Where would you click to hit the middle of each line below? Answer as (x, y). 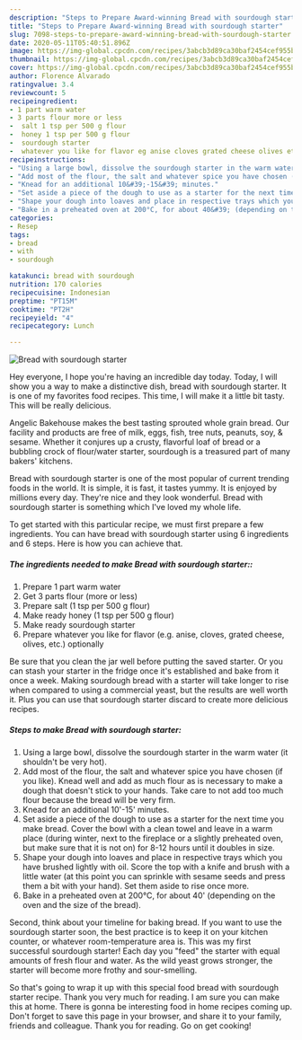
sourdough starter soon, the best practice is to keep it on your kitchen (139, 932)
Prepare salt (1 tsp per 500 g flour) (86, 606)
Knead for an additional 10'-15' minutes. (96, 810)
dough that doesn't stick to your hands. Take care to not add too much (153, 790)
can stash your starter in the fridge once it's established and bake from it (144, 671)
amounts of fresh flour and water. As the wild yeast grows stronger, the (141, 961)
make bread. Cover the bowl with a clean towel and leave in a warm (147, 829)
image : (22, 51)
